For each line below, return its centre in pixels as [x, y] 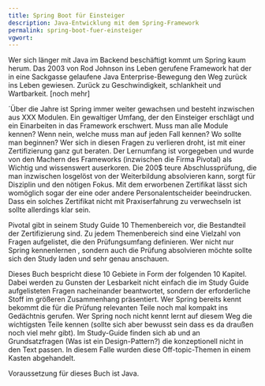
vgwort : [21, 38]
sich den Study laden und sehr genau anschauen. [89, 259]
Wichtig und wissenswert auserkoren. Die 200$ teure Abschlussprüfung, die [132, 168]
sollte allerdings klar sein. [49, 210]
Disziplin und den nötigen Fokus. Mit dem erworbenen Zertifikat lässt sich [128, 185]
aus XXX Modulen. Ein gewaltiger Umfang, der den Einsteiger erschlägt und [131, 117]
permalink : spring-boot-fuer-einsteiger [76, 30]
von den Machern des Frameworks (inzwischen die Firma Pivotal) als [120, 160]
